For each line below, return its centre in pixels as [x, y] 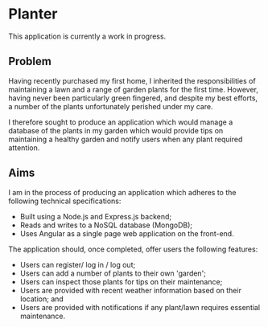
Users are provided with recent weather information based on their [130, 290]
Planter [33, 14]
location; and [42, 299]
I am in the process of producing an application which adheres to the [122, 192]
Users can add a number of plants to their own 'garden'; [113, 273]
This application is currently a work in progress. [87, 36]
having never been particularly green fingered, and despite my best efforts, [133, 98]
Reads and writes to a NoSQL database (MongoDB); [106, 225]
